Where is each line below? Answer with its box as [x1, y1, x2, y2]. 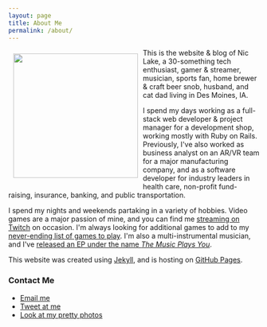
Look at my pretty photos [19, 309, 103, 319]
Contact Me [8, 275, 55, 286]
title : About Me [8, 19, 62, 27]
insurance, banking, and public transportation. [34, 190, 186, 200]
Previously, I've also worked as [143, 140, 245, 150]
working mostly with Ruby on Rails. [143, 131, 257, 141]
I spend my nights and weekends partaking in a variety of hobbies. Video [8, 206, 249, 216]
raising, [8, 190, 33, 200]
